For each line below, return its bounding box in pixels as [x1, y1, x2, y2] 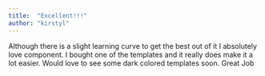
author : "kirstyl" [8, 19, 70, 27]
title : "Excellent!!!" [8, 11, 88, 20]
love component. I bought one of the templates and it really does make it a [8, 50, 254, 59]
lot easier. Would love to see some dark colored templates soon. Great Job [8, 58, 255, 68]
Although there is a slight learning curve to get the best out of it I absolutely [8, 41, 258, 50]
